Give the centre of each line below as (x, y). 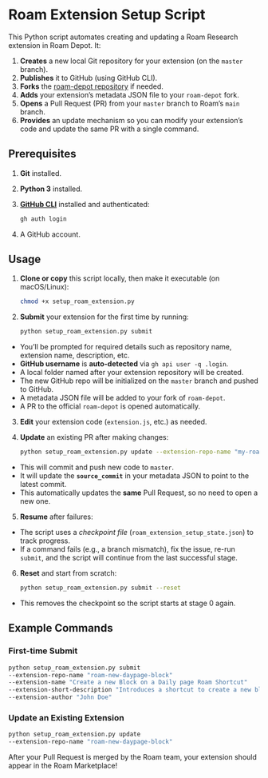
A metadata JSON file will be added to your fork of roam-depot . (122, 398)
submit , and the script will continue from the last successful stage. (128, 558)
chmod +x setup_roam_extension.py (77, 301)
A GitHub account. (50, 234)
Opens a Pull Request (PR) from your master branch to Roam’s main (130, 103)
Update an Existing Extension (67, 717)
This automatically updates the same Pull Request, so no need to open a (139, 493)
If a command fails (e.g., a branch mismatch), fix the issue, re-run (127, 549)
